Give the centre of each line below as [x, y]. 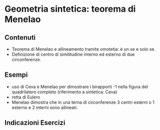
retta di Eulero [26, 97]
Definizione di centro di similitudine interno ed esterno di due [73, 54]
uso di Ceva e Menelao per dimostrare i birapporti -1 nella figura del [80, 87]
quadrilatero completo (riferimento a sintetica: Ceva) [65, 92]
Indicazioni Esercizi [35, 123]
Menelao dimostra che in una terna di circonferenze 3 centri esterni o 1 [83, 102]
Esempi [16, 75]
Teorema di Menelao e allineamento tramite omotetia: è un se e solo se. [83, 49]
